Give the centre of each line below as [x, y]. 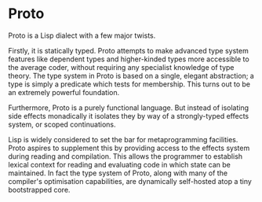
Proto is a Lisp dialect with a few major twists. [82, 35]
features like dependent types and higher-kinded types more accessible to [129, 59]
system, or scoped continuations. [62, 124]
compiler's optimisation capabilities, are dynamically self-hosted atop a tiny [130, 181]
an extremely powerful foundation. [64, 92]
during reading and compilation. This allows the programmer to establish [126, 156]
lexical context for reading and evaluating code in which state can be [120, 164]
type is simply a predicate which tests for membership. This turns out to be [129, 84]
